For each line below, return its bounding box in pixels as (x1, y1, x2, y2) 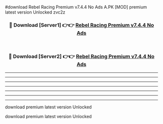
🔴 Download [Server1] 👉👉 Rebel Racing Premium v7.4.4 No (9, 21, 154, 28)
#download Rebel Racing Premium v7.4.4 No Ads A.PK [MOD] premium (5, 4, 147, 10)
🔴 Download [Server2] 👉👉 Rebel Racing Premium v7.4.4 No (8, 53, 155, 60)
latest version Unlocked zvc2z (5, 9, 65, 15)
